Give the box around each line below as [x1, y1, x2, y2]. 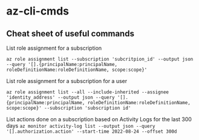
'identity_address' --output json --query [6, 95, 115, 101]
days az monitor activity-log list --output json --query [6, 122, 155, 129]
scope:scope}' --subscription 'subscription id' [6, 105, 131, 111]
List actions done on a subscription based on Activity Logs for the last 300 [6, 116, 192, 122]
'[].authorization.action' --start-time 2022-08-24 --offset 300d [6, 128, 177, 135]
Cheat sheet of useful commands [6, 28, 135, 39]
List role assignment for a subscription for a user [6, 78, 128, 84]
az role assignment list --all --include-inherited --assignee [6, 89, 169, 95]
